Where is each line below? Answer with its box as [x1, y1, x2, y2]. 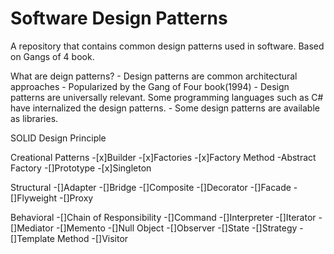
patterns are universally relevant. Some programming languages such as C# [10, 91, 324, 103]
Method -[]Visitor [56, 232, 129, 244]
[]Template [10, 232, 56, 244]
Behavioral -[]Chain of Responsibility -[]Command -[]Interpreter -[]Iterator [10, 211, 317, 223]
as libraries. [10, 112, 59, 124]
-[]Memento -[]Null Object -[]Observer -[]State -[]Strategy [55, 222, 298, 234]
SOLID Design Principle [10, 132, 107, 144]
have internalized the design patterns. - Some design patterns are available [10, 102, 320, 114]
